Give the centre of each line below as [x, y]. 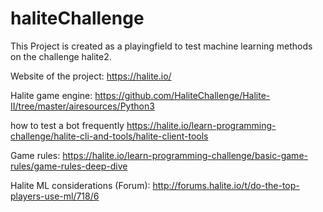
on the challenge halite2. [61, 56]
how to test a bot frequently [67, 125]
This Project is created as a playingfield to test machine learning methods [161, 46]
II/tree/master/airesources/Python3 [82, 106]
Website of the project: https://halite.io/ [91, 76]
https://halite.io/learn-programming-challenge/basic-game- [185, 155]
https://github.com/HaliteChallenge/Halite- [182, 95]
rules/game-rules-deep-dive [69, 166]
